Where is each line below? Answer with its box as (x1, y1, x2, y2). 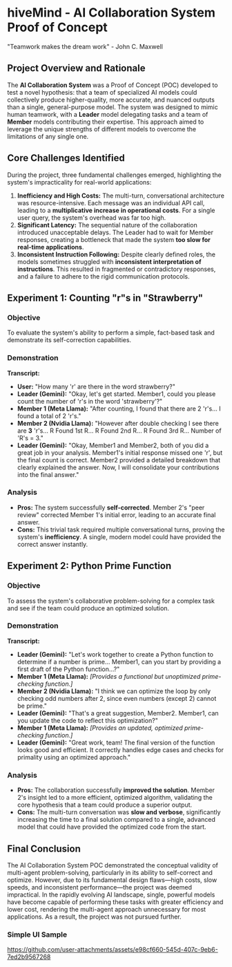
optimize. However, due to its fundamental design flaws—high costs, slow (7, 876, 217, 884)
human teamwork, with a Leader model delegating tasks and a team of (7, 110, 209, 118)
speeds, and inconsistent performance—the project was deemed (7, 883, 192, 891)
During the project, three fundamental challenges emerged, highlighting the (7, 171, 222, 179)
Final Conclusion (7, 843, 81, 854)
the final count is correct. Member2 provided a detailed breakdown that (17, 456, 221, 464)
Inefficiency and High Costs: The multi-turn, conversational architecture (17, 191, 224, 200)
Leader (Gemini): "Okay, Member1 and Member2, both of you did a (17, 441, 209, 449)
